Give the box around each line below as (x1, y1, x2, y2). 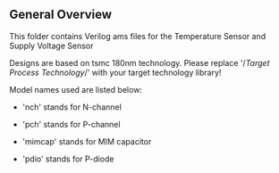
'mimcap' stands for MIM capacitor (21, 136, 152, 146)
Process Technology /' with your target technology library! (9, 67, 222, 78)
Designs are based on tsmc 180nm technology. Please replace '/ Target (9, 57, 270, 68)
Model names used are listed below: (9, 84, 143, 95)
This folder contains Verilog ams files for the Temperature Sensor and (9, 30, 266, 41)
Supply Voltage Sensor (9, 40, 94, 51)
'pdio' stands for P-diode (21, 153, 114, 164)
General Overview (9, 7, 113, 22)
